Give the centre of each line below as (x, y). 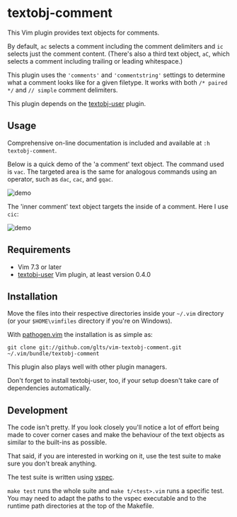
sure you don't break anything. (52, 463)
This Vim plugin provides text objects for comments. (83, 32)
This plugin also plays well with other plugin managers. (87, 367)
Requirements (39, 250)
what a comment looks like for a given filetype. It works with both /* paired (117, 82)
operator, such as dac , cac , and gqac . (60, 179)
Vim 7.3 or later (40, 267)
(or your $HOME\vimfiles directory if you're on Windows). (90, 321)
